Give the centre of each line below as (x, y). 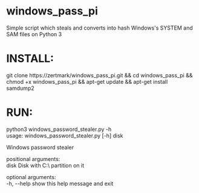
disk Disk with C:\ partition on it (45, 165)
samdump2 (20, 88)
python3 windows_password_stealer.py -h (59, 129)
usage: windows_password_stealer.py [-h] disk (65, 135)
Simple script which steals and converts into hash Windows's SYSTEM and (100, 28)
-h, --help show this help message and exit (60, 183)
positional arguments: (33, 159)
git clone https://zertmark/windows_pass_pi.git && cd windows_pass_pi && (99, 75)
